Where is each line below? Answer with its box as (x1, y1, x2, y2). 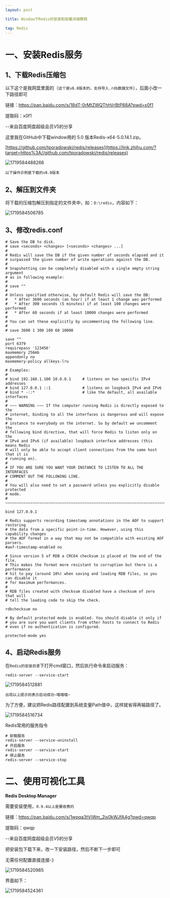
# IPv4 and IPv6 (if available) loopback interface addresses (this (5, 438, 153, 443)
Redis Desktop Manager (5, 792, 57, 799)
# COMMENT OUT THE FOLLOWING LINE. (5, 474, 80, 479)
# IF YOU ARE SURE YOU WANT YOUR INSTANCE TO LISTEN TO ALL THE (5, 465, 144, 470)
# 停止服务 (5, 753, 25, 758)
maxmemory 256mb (5, 350, 39, 355)
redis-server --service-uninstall (5, 738, 78, 743)
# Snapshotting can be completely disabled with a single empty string (5, 266, 159, 271)
